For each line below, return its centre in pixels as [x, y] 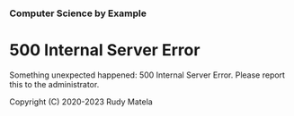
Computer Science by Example [78, 13]
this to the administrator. [54, 84]
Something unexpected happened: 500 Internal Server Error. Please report [147, 75]
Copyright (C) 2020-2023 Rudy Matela [81, 102]
